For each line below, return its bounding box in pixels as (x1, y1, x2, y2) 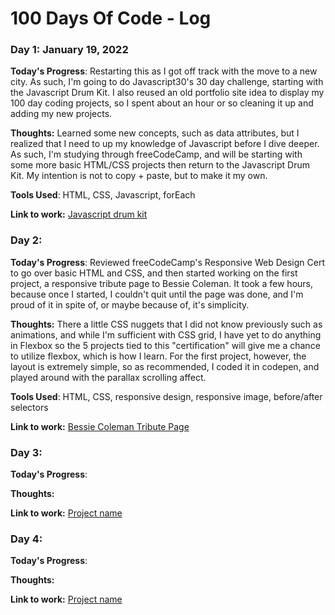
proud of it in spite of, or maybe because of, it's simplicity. (10, 298, 250, 311)
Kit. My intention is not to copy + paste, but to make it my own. (10, 170, 268, 182)
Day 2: (10, 233, 43, 247)
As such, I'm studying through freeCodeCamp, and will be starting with (10, 148, 303, 161)
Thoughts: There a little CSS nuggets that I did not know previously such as (10, 318, 323, 330)
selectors (10, 401, 49, 413)
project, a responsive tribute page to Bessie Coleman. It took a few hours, (10, 277, 313, 289)
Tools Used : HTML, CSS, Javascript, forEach (10, 189, 196, 201)
